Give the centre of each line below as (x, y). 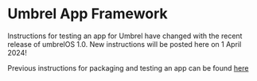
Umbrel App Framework (88, 14)
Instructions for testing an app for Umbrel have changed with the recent (125, 36)
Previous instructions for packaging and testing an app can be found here (128, 67)
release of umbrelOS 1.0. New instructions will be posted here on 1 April (125, 44)
